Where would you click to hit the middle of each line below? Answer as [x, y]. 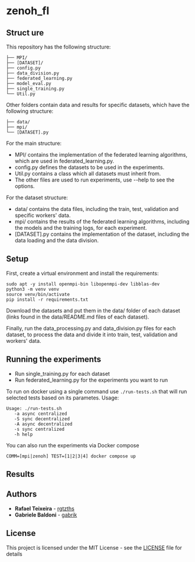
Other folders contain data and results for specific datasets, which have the [98, 105]
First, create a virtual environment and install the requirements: [82, 273]
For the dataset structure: [37, 197]
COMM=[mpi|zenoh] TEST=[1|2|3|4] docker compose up [71, 456]
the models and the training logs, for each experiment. [81, 228]
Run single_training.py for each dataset [62, 373]
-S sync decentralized [42, 419]
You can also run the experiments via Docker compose [73, 445]
